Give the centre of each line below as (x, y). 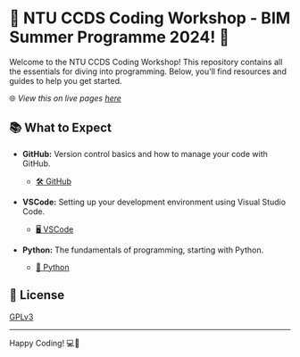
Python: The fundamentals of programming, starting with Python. (143, 250)
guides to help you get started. (66, 80)
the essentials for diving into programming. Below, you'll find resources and (148, 71)
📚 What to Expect (60, 128)
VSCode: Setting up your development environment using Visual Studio (154, 202)
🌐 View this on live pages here (66, 98)
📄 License (37, 295)
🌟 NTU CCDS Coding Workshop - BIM (150, 18)
